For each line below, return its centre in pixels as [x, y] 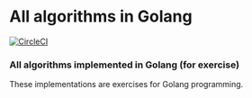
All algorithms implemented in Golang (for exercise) [125, 65]
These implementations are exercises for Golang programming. [126, 85]
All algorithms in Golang [101, 17]
